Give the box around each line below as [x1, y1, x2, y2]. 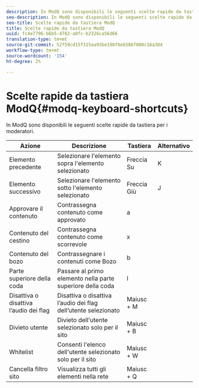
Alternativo [158, 142, 190, 150]
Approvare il [9, 204, 43, 213]
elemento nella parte [57, 275, 114, 283]
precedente [9, 163, 41, 171]
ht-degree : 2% [6, 58, 41, 64]
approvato [57, 216, 86, 224]
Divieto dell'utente [57, 316, 108, 324]
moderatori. [6, 128, 35, 135]
